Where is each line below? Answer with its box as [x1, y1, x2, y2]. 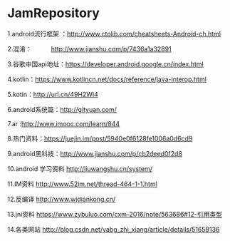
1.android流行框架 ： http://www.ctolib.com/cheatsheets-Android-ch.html [7, 29, 221, 38]
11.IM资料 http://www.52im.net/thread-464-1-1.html [7, 180, 158, 188]
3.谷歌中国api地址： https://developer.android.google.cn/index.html [7, 59, 204, 68]
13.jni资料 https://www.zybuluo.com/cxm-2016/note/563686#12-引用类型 [7, 210, 223, 218]
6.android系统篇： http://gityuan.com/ [7, 105, 117, 113]
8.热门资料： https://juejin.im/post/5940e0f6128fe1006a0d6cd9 [7, 134, 193, 143]
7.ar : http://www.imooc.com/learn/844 [7, 119, 120, 128]
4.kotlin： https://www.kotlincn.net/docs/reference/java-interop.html [7, 75, 207, 83]
